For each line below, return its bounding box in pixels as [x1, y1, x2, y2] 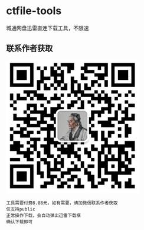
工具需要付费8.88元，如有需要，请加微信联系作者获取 [6, 200, 118, 206]
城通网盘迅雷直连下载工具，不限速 [6, 24, 89, 31]
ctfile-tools [6, 4, 62, 18]
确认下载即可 [6, 219, 33, 225]
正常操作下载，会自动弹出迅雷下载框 [6, 212, 81, 218]
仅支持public [6, 206, 35, 212]
